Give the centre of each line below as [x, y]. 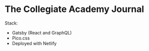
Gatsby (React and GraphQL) [42, 32]
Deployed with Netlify [34, 43]
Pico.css [21, 38]
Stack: [11, 23]
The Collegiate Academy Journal [74, 9]
